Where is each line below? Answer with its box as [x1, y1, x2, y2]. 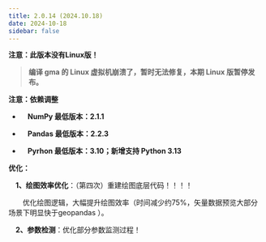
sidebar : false [8, 27, 60, 35]
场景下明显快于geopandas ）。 [8, 208, 109, 218]
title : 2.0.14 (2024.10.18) [8, 11, 104, 20]
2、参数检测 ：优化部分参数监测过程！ [15, 225, 141, 235]
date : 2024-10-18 [8, 19, 67, 28]
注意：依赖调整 [8, 95, 58, 104]
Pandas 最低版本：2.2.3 [27, 129, 109, 138]
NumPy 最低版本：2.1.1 [27, 112, 105, 121]
